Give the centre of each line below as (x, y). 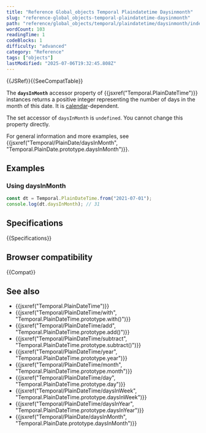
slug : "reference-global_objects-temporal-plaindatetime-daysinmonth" (98, 18)
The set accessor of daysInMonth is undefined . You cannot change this (95, 118)
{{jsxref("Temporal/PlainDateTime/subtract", (71, 339)
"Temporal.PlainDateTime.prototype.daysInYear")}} (79, 410)
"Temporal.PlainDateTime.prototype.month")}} (74, 371)
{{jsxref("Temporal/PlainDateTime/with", (66, 313)
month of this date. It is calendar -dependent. (63, 105)
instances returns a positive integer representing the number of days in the (101, 99)
